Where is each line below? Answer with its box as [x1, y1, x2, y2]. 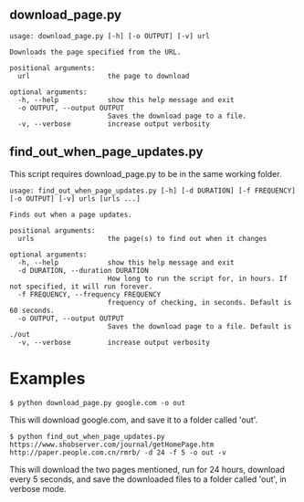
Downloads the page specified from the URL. [9, 47, 182, 57]
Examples [9, 368, 86, 389]
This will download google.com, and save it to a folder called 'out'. [9, 414, 258, 425]
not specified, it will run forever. [9, 282, 153, 291]
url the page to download [17, 71, 190, 80]
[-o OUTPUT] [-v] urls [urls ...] [9, 193, 142, 204]
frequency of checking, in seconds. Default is [107, 298, 292, 307]
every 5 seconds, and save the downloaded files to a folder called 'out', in [9, 474, 288, 485]
